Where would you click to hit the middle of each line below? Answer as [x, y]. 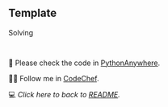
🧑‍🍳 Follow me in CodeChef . [54, 78]
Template [33, 13]
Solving [21, 32]
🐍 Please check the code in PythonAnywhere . [84, 63]
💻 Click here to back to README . [65, 94]
